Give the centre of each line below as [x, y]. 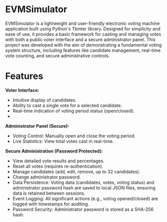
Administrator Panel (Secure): [37, 126]
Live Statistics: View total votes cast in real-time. [63, 141]
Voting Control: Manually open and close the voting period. [74, 136]
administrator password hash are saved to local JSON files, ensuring [84, 188]
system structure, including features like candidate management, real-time [83, 50]
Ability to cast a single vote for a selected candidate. [67, 105]
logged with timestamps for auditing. [51, 204]
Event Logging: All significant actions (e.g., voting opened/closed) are [85, 198]
